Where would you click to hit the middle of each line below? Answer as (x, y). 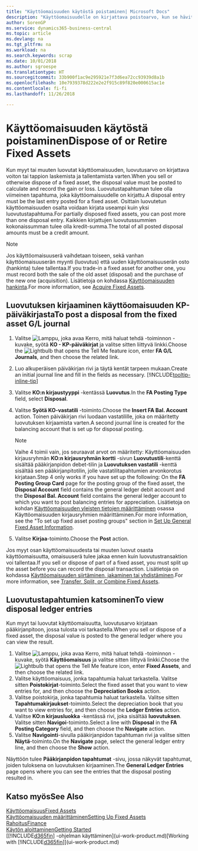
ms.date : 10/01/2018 (32, 61)
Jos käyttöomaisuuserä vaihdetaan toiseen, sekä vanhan (75, 255)
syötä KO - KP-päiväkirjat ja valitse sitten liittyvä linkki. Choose (111, 344)
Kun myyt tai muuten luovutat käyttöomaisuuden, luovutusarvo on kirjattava (98, 169)
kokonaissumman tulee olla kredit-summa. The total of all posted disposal (95, 226)
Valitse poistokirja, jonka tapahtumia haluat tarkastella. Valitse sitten (97, 697)
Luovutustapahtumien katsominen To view (85, 600)
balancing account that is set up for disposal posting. (79, 429)
